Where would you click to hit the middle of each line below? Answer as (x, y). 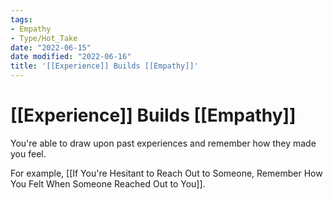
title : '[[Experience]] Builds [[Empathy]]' (104, 66)
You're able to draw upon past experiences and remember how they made (163, 143)
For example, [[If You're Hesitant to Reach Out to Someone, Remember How (166, 173)
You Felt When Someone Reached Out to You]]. (108, 183)
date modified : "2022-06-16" (71, 57)
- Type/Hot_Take (44, 38)
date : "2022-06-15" (51, 47)
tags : (21, 19)
